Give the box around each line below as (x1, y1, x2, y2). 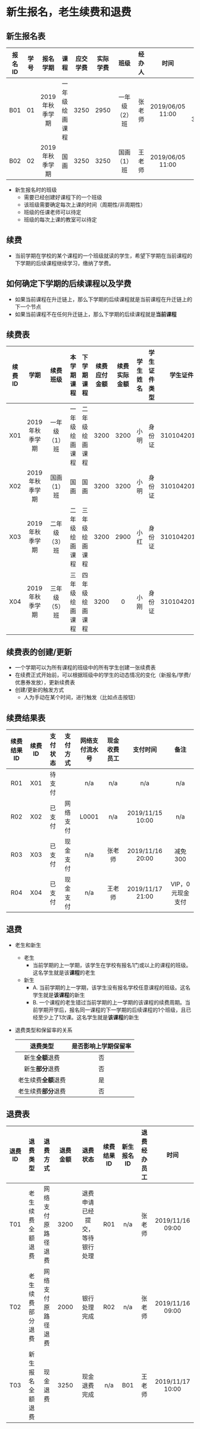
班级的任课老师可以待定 (23, 209, 82, 215)
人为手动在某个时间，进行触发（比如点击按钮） (23, 694, 139, 701)
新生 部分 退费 (23, 1065, 60, 1073)
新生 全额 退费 (23, 1053, 60, 1062)
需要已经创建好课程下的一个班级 (23, 194, 102, 200)
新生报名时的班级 (14, 186, 57, 193)
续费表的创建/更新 (6, 647, 73, 657)
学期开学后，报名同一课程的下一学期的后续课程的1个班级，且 (37, 1006, 186, 1013)
